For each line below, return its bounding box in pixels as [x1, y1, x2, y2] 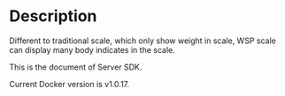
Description [9, 6, 97, 26]
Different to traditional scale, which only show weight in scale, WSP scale [9, 35, 276, 46]
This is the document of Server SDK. [9, 62, 142, 72]
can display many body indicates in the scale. [9, 44, 175, 55]
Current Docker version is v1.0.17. [9, 78, 130, 89]
